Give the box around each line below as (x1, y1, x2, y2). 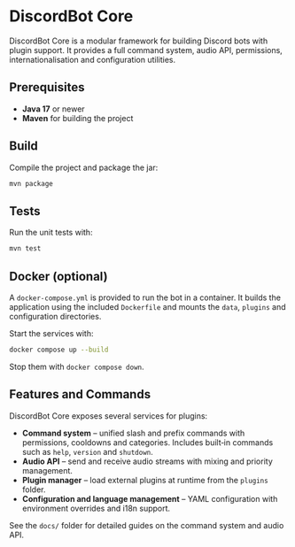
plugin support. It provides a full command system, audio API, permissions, (9, 44, 283, 55)
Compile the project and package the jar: (9, 162, 159, 173)
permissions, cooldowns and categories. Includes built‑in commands (21, 436, 274, 448)
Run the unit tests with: (9, 227, 93, 238)
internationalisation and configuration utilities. (9, 54, 176, 65)
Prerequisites (9, 80, 85, 95)
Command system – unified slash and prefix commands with (21, 428, 245, 438)
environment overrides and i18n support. (21, 503, 171, 513)
